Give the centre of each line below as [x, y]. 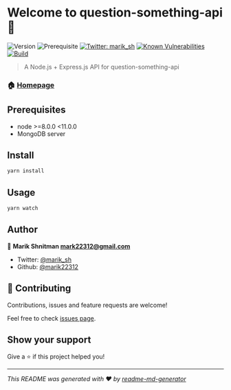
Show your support [49, 340]
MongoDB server [41, 134]
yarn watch [23, 208]
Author [22, 230]
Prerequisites [36, 110]
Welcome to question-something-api [115, 13]
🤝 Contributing [39, 289]
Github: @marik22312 [48, 266]
